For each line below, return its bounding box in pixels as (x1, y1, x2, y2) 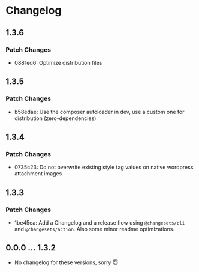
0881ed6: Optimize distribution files (14, 59, 102, 66)
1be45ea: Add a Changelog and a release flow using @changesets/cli (14, 219, 185, 226)
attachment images (14, 170, 62, 177)
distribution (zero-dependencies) (14, 115, 97, 122)
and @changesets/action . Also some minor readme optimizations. (14, 225, 175, 232)
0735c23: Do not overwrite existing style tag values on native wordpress (14, 163, 194, 171)
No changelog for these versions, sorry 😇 (14, 259, 119, 266)
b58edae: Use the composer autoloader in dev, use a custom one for (14, 108, 185, 115)
